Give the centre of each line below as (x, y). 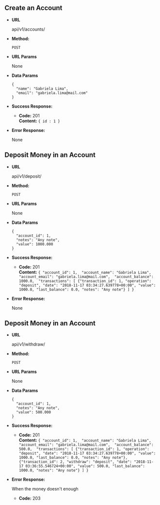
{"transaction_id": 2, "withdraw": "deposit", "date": (75, 462)
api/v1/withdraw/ (28, 344)
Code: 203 (30, 498)
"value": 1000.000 (35, 244)
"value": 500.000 (34, 412)
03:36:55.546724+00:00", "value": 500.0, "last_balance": (85, 466)
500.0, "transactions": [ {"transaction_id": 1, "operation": (84, 449)
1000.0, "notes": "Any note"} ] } (54, 470)
